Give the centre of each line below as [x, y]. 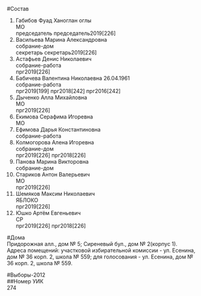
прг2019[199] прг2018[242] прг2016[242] [68, 91]
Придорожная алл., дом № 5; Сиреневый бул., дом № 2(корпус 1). [92, 244]
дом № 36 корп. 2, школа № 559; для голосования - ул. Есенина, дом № [100, 257]
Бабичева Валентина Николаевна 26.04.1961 [73, 78]
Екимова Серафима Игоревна [54, 117]
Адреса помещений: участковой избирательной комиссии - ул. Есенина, [101, 250]
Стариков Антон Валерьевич [53, 174]
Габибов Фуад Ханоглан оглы [53, 20]
